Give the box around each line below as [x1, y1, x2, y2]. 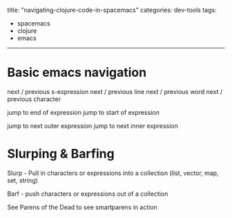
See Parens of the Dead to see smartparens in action [7, 203, 157, 211]
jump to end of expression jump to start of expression [7, 108, 160, 116]
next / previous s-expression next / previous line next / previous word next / [7, 87, 223, 96]
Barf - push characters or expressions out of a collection [7, 190, 168, 198]
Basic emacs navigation [7, 65, 147, 80]
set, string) [7, 176, 38, 184]
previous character [7, 95, 61, 103]
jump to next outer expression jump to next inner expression [7, 121, 178, 130]
